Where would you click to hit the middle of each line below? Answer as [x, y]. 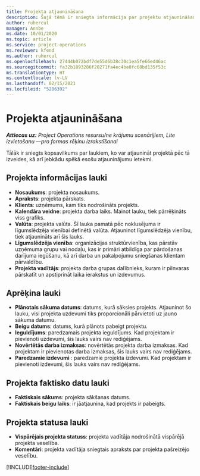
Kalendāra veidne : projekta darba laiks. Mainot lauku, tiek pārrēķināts [100, 211]
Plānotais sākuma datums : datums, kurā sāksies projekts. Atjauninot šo [103, 308]
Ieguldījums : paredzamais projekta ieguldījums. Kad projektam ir [94, 333]
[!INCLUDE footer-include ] [38, 467]
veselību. [26, 456]
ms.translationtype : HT [36, 73]
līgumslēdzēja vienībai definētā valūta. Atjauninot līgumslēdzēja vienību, [103, 230]
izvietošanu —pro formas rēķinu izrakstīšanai [62, 141]
